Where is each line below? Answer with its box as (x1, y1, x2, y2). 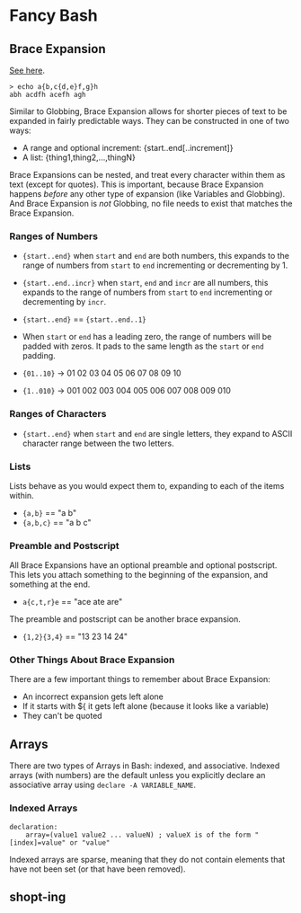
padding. (22, 350, 56, 361)
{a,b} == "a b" (22, 507, 77, 518)
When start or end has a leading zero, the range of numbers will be (22, 332, 272, 342)
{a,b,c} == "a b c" (22, 517, 92, 527)
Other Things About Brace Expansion (9, 653, 175, 666)
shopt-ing (9, 889, 66, 904)
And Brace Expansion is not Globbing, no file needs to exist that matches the (9, 199, 293, 208)
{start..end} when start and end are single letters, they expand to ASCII (22, 428, 293, 439)
